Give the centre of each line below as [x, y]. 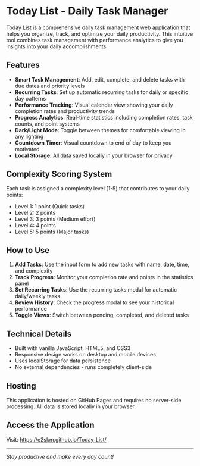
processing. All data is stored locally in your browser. [71, 406]
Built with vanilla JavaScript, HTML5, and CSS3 [73, 348]
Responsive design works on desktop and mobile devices [85, 355]
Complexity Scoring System [59, 174]
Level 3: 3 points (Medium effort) [55, 219]
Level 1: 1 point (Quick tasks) [50, 206]
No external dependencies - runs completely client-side [83, 367]
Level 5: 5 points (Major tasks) [52, 232]
